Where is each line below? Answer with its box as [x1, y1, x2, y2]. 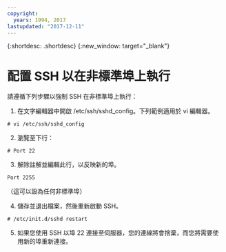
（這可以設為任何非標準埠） [7, 187, 86, 195]
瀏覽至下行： [17, 134, 54, 142]
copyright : [7, 10, 39, 17]
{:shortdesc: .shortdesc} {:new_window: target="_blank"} [7, 42, 170, 50]
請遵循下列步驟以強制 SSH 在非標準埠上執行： [7, 93, 138, 101]
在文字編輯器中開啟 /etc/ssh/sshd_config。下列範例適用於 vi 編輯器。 [17, 107, 214, 115]
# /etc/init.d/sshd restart [7, 215, 88, 223]
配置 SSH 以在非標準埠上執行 [7, 68, 171, 84]
